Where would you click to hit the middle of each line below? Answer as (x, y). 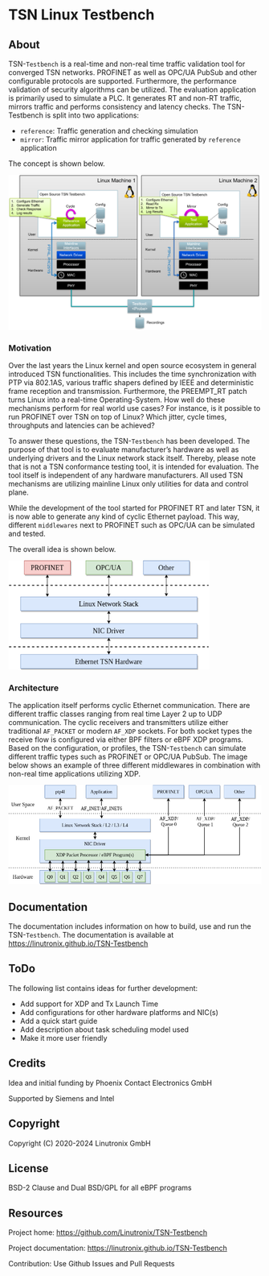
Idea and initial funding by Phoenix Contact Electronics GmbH (110, 1083)
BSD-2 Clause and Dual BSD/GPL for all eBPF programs (100, 1188)
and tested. (27, 533)
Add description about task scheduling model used (104, 1029)
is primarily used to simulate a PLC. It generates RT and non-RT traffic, (125, 98)
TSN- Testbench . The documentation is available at (91, 935)
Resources (36, 1213)
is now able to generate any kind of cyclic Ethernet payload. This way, (124, 516)
